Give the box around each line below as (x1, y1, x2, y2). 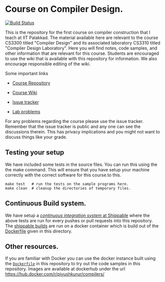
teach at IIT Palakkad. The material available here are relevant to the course (5, 35, 159, 40)
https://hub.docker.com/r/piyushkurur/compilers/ (5, 271, 105, 277)
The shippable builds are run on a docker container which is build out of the (5, 223, 159, 229)
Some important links (5, 70, 48, 76)
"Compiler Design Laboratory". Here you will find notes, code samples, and (5, 45, 158, 51)
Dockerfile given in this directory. (5, 228, 72, 234)
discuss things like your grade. (5, 134, 67, 140)
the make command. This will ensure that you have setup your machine (5, 166, 150, 172)
